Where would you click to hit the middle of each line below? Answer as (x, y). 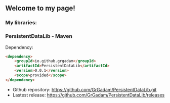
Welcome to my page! (40, 8)
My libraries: (21, 23)
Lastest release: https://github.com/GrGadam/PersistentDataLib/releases (89, 95)
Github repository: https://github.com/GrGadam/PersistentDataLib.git (84, 89)
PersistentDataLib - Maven (39, 36)
